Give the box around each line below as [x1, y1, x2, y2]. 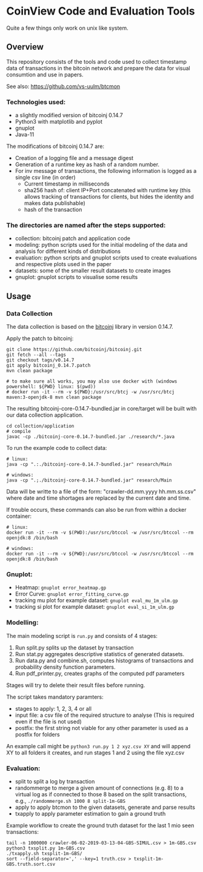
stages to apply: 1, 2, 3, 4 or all [15, 705, 92, 712]
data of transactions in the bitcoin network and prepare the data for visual [6, 64, 190, 72]
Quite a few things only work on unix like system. [6, 24, 128, 32]
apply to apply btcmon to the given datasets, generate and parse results [15, 803, 196, 811]
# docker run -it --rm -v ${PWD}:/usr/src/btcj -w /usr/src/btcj [6, 389, 175, 395]
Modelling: [6, 619, 39, 627]
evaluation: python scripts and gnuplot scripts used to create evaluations [15, 254, 197, 261]
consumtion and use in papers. [6, 71, 84, 78]
